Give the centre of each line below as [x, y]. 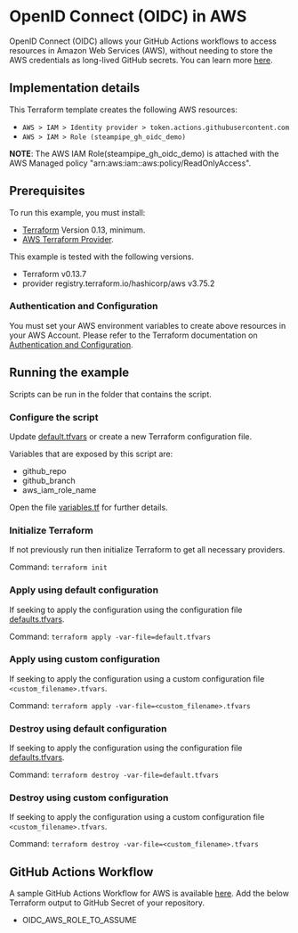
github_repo [44, 471]
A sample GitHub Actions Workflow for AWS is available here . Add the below [149, 894]
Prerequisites [47, 191]
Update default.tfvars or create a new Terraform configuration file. [130, 436]
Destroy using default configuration [88, 728]
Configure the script [54, 417]
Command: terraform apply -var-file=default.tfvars [110, 636]
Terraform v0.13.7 [54, 274]
